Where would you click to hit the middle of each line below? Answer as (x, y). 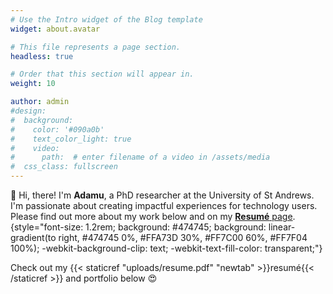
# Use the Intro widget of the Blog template (106, 19)
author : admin (40, 102)
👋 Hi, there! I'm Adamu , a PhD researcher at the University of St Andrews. (162, 195)
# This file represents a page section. (96, 47)
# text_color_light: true (71, 139)
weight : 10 (33, 84)
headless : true (42, 56)
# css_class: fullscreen (64, 167)
